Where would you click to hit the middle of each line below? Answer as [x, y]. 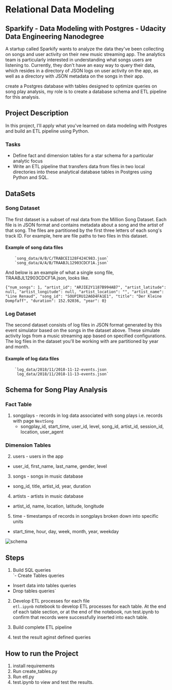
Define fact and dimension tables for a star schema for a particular [83, 156]
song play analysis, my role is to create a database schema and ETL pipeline [86, 92]
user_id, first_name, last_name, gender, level [60, 466]
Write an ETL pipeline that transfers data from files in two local [79, 167]
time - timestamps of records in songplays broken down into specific [85, 516]
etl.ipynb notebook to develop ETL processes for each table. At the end [89, 606]
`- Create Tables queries [39, 576]
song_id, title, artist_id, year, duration [52, 486]
